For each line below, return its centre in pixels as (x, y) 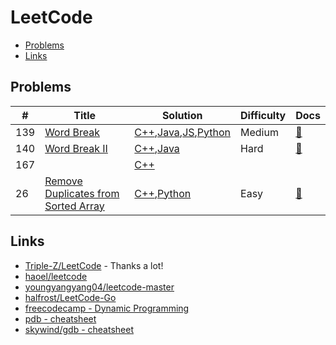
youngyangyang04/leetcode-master (99, 287)
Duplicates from (82, 193)
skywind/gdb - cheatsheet (79, 329)
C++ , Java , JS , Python (183, 132)
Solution (182, 115)
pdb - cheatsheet (60, 318)
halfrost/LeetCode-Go (70, 297)
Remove (63, 181)
